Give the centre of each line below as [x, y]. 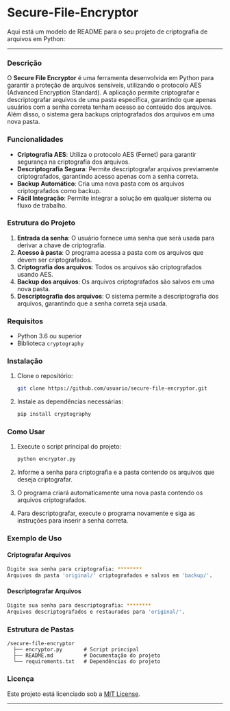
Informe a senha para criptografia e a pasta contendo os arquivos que [116, 472]
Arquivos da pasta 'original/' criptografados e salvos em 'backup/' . [110, 576]
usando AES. [35, 274]
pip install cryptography [54, 414]
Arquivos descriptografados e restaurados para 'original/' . [96, 612]
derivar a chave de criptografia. [61, 245]
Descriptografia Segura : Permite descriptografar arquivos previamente [118, 169]
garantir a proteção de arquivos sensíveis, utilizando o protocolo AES [104, 85]
